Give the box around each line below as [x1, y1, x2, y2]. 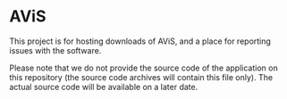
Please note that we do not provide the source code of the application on [9, 62, 279, 73]
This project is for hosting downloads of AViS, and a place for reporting [9, 36, 271, 46]
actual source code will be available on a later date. [9, 81, 198, 92]
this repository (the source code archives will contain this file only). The [9, 71, 274, 82]
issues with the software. [9, 45, 102, 55]
